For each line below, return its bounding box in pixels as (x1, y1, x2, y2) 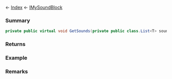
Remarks (5, 68, 28, 75)
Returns (5, 41, 26, 48)
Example (5, 55, 28, 62)
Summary (5, 17, 31, 24)
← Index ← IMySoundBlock (5, 5, 63, 10)
